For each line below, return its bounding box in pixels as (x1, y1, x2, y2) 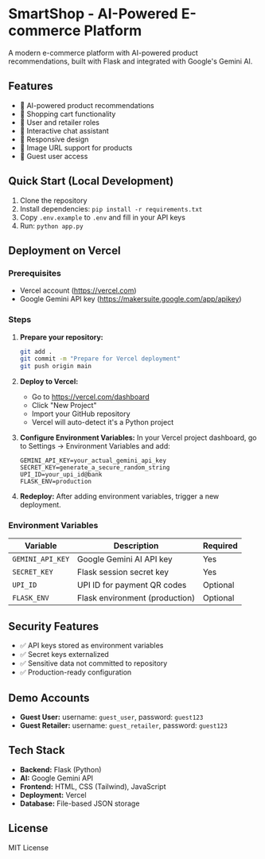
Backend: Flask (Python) (19, 764, 102, 774)
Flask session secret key (76, 566, 170, 577)
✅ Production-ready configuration (19, 667, 132, 677)
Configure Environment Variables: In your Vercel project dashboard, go (19, 433, 257, 442)
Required (202, 540, 239, 551)
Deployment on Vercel (8, 243, 121, 257)
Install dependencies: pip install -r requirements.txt (19, 204, 203, 213)
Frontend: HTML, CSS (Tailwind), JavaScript (19, 781, 166, 791)
